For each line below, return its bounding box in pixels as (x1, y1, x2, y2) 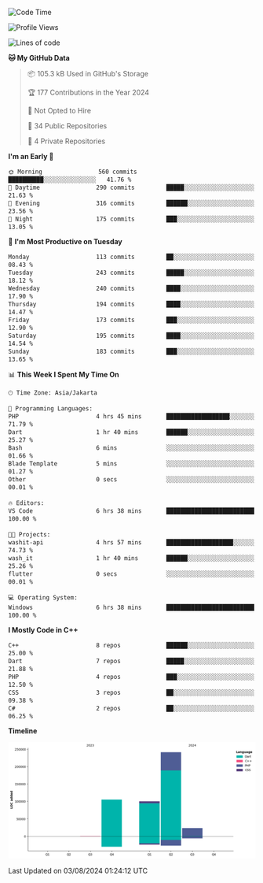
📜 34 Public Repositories (27, 121, 108, 130)
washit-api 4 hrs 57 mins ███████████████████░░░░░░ (8, 539, 255, 547)
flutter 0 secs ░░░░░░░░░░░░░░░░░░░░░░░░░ (8, 570, 255, 578)
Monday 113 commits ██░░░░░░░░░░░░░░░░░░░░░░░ (8, 253, 255, 261)
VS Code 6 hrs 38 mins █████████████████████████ (8, 507, 255, 515)
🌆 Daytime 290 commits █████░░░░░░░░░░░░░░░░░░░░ (8, 184, 255, 191)
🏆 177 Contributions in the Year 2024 (27, 87, 150, 97)
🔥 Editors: (8, 499, 45, 507)
